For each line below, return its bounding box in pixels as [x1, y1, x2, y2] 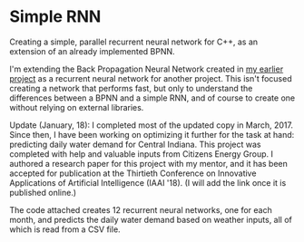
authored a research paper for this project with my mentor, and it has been [9, 158, 289, 169]
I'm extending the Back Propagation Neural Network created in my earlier [9, 63, 284, 74]
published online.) [9, 187, 77, 198]
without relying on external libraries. [9, 102, 144, 112]
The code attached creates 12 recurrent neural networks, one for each [9, 204, 272, 215]
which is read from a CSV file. [9, 224, 121, 235]
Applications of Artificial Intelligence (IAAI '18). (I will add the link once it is [9, 177, 287, 188]
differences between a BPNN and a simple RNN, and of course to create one [9, 92, 296, 103]
